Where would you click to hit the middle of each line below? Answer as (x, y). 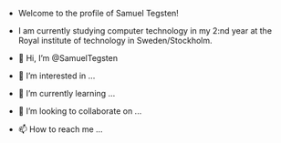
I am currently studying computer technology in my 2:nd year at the (145, 31)
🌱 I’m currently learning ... (67, 93)
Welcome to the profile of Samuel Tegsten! (99, 13)
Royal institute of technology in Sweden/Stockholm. (115, 41)
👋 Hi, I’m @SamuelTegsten (68, 58)
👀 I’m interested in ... (57, 76)
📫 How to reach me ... (60, 129)
